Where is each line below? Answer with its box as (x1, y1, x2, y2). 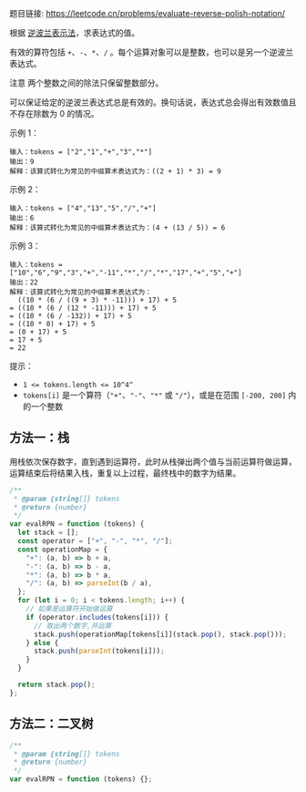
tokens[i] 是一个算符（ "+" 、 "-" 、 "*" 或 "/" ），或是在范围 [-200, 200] (22, 390, 287, 400)
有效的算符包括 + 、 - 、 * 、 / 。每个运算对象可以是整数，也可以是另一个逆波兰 (9, 46, 294, 57)
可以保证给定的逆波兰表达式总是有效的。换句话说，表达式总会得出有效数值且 (9, 97, 297, 108)
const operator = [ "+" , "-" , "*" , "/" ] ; (17, 537, 173, 546)
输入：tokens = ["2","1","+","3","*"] (9, 148, 153, 157)
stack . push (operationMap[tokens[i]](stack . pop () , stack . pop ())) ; (33, 630, 287, 639)
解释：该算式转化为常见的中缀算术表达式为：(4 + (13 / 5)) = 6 (9, 223, 226, 232)
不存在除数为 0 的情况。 (9, 108, 99, 118)
